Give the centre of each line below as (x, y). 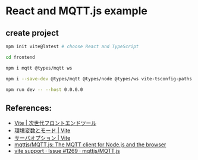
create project (32, 33)
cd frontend (20, 57)
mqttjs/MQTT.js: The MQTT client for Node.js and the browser (90, 145)
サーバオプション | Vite (42, 138)
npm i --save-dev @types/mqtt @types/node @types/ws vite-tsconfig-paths (99, 79)
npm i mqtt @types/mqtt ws (39, 68)
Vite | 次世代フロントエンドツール (55, 123)
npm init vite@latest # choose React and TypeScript (72, 46)
